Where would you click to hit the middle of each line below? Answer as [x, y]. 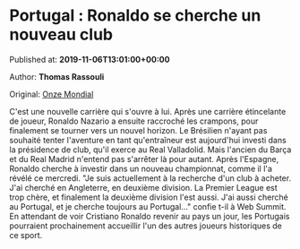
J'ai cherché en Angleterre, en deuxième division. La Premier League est [143, 187]
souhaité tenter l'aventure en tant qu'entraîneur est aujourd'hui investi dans [148, 140]
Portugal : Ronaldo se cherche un [135, 16]
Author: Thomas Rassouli [57, 76]
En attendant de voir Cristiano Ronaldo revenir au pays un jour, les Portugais [150, 216]
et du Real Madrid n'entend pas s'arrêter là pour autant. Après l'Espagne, [144, 159]
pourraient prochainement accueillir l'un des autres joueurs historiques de [146, 226]
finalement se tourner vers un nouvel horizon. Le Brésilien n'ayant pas [138, 130]
